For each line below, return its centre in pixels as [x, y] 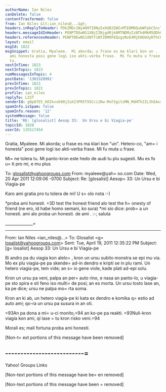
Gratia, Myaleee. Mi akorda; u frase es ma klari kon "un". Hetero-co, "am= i [82, 144]
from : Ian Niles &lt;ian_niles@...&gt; [46, 24]
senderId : [15, 102]
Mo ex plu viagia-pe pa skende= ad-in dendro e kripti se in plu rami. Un [78, 263]
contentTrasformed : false [32, 19]
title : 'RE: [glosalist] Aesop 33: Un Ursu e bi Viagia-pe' [69, 120]
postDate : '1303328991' [30, 79]
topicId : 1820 [20, 125]
